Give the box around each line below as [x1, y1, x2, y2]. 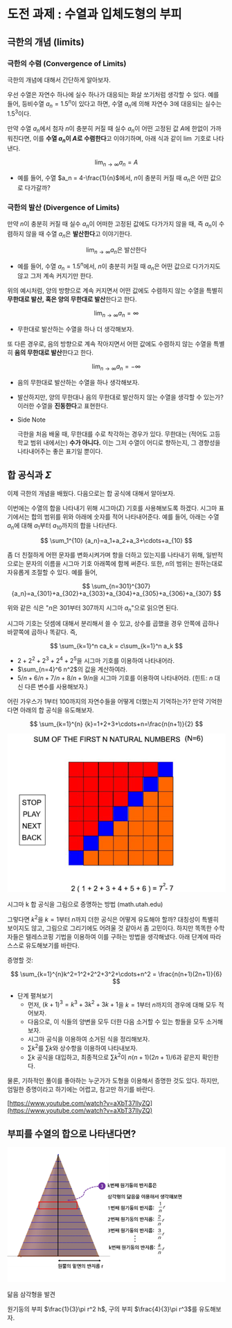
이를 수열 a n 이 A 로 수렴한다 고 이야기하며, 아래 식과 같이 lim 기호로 [33, 134, 211, 144]
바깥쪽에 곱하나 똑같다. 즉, [7, 628, 78, 637]
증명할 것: [7, 956, 33, 964]
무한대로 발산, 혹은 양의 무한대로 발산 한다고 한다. [7, 295, 137, 304]
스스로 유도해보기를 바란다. [7, 941, 80, 949]
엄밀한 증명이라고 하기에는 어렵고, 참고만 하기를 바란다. [7, 1085, 155, 1093]
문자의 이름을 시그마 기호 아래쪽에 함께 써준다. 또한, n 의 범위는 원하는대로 [25, 559, 223, 567]
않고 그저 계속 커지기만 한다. [17, 272, 93, 280]
